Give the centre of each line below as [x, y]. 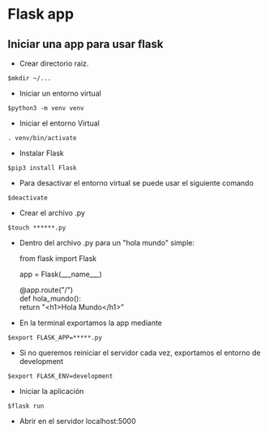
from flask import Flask [58, 259]
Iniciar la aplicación [51, 391]
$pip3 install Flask [43, 168]
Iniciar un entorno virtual [60, 93]
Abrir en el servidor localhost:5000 [78, 421]
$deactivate [28, 198]
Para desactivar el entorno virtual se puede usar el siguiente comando [137, 183]
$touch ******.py [37, 228]
